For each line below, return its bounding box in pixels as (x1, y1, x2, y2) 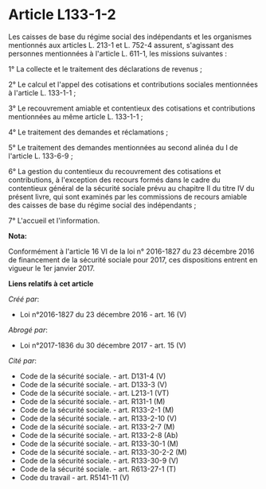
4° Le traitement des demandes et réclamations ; (8, 127, 169, 137)
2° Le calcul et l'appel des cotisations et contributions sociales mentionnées (8, 80, 259, 89)
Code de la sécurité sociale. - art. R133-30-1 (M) (19, 439, 179, 448)
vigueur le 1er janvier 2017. (8, 263, 96, 273)
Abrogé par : (8, 324, 48, 335)
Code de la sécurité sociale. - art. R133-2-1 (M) (19, 405, 174, 414)
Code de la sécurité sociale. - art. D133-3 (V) (19, 379, 167, 389)
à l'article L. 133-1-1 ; (8, 87, 76, 97)
